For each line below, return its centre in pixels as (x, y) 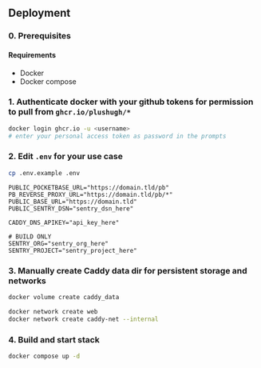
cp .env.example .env (44, 173)
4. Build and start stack (54, 339)
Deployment (40, 13)
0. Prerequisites (40, 36)
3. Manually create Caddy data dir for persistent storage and (128, 270)
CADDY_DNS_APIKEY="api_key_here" (64, 222)
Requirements (32, 54)
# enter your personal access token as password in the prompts (117, 136)
